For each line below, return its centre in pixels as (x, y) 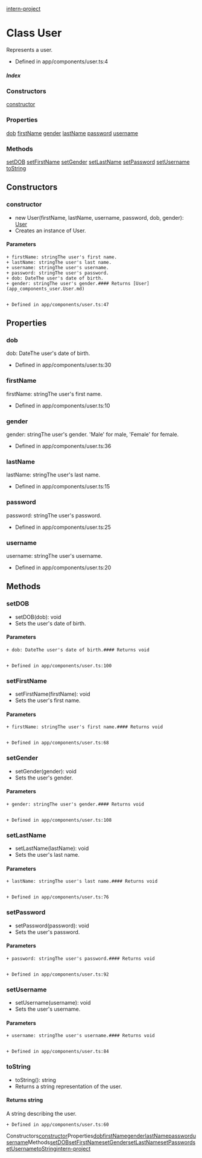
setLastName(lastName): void (52, 848)
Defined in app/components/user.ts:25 (63, 527)
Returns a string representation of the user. (68, 1086)
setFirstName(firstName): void (52, 694)
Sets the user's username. (48, 1009)
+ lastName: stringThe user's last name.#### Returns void (82, 881)
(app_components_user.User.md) (46, 289)
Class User (34, 33)
